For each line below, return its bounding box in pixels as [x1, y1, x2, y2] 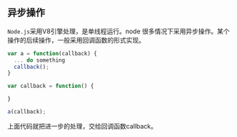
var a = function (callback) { [7, 50, 98, 57]
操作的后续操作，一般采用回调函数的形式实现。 [7, 35, 145, 44]
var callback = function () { [7, 82, 94, 90]
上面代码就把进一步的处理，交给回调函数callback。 [7, 121, 158, 130]
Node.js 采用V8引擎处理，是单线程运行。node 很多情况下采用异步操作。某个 [7, 27, 230, 35]
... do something [14, 56, 66, 64]
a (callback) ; [7, 109, 46, 116]
